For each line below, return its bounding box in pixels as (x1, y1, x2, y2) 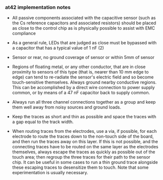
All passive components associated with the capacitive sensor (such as (12, 15, 156, 21)
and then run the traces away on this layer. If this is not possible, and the (12, 139, 158, 144)
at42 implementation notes (5, 4, 71, 11)
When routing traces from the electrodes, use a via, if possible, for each (12, 128, 157, 134)
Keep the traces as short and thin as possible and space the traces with (12, 114, 156, 120)
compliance (12, 31, 36, 36)
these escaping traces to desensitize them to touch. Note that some (12, 164, 149, 170)
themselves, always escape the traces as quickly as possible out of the (12, 149, 155, 155)
